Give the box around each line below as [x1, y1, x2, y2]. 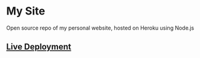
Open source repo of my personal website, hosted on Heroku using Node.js [6, 24, 195, 31]
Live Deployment [6, 42, 71, 52]
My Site [6, 4, 45, 18]
